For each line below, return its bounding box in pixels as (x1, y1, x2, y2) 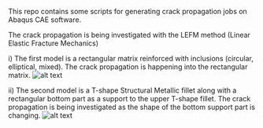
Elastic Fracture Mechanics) (8, 38, 99, 48)
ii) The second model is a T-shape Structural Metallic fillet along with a (8, 86, 237, 95)
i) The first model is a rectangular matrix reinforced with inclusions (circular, (8, 54, 254, 63)
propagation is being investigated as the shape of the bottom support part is (8, 102, 256, 112)
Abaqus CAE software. (8, 15, 82, 24)
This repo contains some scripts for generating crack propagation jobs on (8, 7, 248, 16)
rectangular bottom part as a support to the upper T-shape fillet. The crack (8, 94, 251, 103)
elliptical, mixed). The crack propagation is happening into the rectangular (8, 62, 248, 71)
